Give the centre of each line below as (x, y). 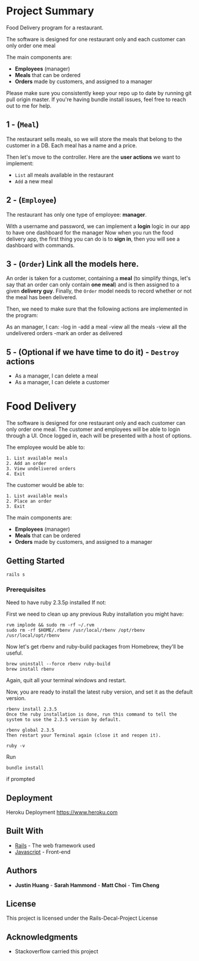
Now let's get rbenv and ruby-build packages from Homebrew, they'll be (95, 647)
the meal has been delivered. (42, 297)
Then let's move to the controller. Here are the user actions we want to (93, 157)
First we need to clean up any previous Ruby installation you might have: (95, 614)
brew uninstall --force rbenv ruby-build (58, 664)
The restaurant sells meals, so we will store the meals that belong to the (94, 139)
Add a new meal (34, 181)
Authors (22, 871)
